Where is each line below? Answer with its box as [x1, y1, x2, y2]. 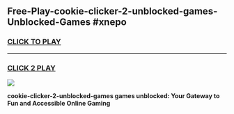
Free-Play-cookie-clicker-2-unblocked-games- [7, 6, 218, 17]
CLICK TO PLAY [7, 37, 61, 47]
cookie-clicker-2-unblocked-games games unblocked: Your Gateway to [7, 91, 220, 99]
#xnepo [93, 17, 127, 28]
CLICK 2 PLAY [7, 63, 56, 73]
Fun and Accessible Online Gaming [7, 99, 111, 107]
